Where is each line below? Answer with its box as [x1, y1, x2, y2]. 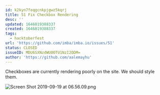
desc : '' [5, 17, 24, 22]
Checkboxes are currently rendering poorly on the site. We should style [5, 69, 155, 75]
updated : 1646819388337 [5, 21, 56, 27]
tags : [5, 31, 17, 36]
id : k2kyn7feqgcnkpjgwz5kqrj [5, 7, 67, 13]
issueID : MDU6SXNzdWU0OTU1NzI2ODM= [5, 50, 81, 55]
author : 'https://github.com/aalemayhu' [5, 54, 92, 60]
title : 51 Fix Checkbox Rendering [5, 12, 79, 17]
